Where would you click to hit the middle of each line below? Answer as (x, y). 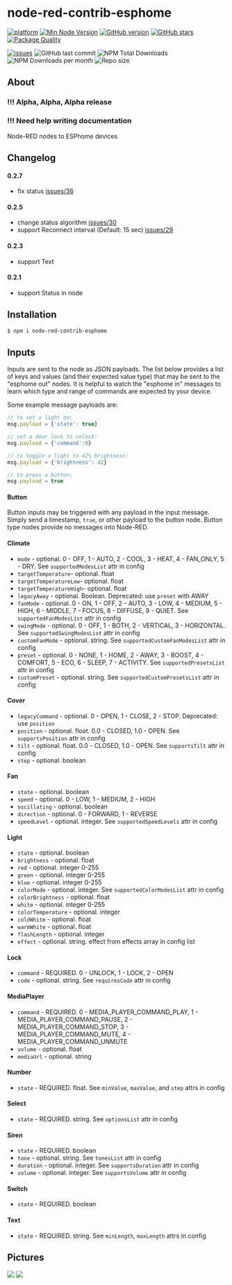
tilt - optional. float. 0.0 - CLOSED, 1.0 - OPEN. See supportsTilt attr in (121, 745)
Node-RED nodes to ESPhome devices (63, 136)
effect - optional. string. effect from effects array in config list (106, 942)
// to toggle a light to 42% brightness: (68, 455)
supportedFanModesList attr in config (69, 618)
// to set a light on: (40, 418)
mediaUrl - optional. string (54, 1056)
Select (17, 1104)
